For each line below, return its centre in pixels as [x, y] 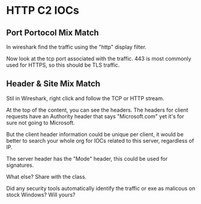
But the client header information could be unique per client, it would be [95, 134]
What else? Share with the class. [46, 176]
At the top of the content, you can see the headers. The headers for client [97, 110]
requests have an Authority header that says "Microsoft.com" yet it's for [95, 116]
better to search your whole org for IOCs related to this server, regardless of [100, 140]
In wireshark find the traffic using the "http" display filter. [76, 47]
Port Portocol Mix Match [52, 33]
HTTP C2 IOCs [43, 10]
